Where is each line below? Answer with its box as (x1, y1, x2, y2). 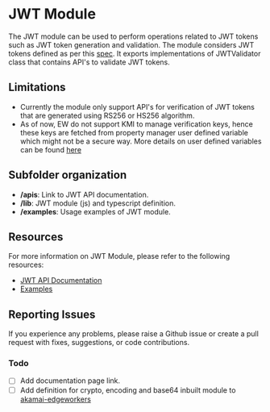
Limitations (8, 81, 66, 94)
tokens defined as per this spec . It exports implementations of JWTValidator (8, 48, 261, 58)
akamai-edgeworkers (19, 394, 91, 404)
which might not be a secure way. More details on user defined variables (19, 136, 262, 146)
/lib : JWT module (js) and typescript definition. (19, 198, 176, 208)
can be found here (19, 144, 82, 154)
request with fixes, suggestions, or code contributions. (8, 338, 190, 347)
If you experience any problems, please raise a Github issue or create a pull (8, 329, 260, 339)
